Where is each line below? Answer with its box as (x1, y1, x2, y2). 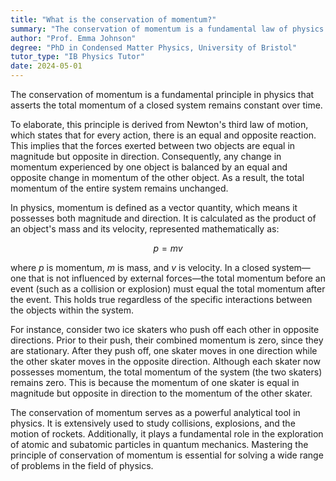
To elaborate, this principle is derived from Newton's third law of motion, (10, 119, 309, 130)
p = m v (153, 242, 183, 254)
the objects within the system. (10, 304, 135, 316)
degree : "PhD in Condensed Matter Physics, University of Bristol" (10, 42, 298, 53)
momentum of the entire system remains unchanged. (10, 182, 229, 194)
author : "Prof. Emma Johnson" (10, 33, 137, 43)
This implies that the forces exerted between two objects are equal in (10, 140, 296, 151)
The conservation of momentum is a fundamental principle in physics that (10, 89, 315, 100)
